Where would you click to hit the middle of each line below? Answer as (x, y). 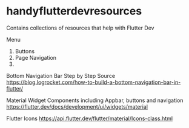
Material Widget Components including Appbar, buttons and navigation (95, 100)
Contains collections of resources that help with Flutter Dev (80, 28)
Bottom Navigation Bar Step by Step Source (61, 75)
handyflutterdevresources (74, 11)
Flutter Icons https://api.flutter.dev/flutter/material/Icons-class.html (90, 118)
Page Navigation (35, 57)
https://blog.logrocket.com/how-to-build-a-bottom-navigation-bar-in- (94, 82)
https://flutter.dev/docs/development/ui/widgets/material (77, 106)
